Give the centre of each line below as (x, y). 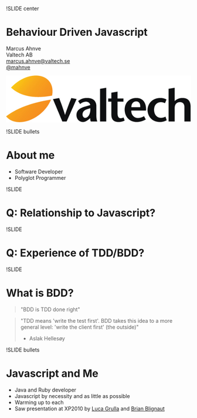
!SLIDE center (23, 9)
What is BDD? (40, 293)
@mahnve (18, 67)
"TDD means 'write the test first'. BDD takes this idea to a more (96, 320)
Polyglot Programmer (40, 178)
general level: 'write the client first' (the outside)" (79, 327)
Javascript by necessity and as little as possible (72, 396)
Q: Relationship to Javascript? (81, 213)
